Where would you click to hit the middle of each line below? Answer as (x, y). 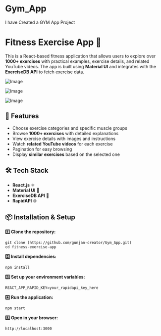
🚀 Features (22, 116)
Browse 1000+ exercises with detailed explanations (65, 133)
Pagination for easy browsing (42, 149)
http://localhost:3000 (28, 329)
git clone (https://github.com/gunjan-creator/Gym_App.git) (69, 243)
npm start (15, 308)
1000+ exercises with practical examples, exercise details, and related (77, 61)
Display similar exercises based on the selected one (66, 154)
